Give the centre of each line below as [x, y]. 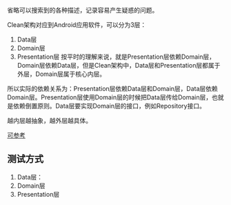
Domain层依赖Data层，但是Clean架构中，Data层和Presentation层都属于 [119, 65]
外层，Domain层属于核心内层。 [61, 74]
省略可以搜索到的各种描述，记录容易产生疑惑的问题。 [83, 10]
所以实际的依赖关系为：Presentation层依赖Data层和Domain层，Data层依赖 [113, 89]
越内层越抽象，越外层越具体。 [49, 120]
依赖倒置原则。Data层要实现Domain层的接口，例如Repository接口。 [109, 106]
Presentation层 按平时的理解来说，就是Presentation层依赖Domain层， [116, 57]
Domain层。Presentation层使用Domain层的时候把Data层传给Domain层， [110, 97]
